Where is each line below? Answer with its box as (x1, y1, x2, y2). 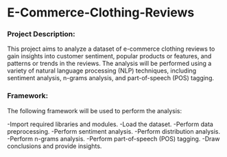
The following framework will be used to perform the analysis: (7, 106, 182, 114)
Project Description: (7, 29, 75, 39)
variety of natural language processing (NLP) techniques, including (7, 67, 197, 75)
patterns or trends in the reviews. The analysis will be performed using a (7, 60, 212, 68)
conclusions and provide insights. (7, 142, 102, 150)
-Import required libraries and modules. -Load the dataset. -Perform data (7, 120, 214, 128)
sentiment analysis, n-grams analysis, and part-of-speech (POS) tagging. (7, 74, 215, 82)
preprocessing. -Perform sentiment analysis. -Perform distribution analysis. (7, 127, 221, 135)
